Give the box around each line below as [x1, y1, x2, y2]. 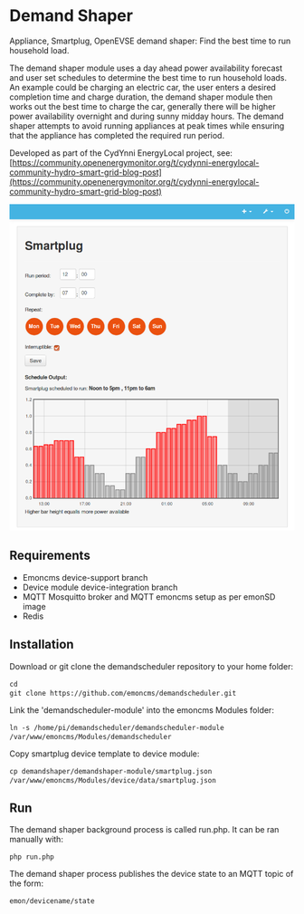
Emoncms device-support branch [22, 572, 148, 582]
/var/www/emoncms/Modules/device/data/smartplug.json [9, 775, 217, 784]
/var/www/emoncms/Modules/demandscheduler [9, 732, 172, 741]
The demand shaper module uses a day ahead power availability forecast [9, 63, 283, 73]
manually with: [9, 834, 63, 845]
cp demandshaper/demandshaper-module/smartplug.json [9, 766, 213, 775]
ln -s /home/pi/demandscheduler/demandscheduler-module [9, 723, 224, 732]
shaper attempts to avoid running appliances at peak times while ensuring [9, 120, 285, 131]
